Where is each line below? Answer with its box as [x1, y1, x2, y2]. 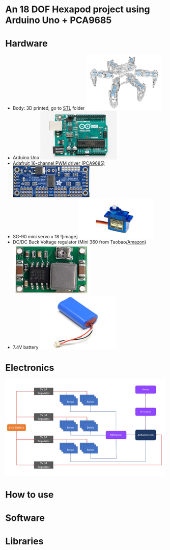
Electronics [5, 362, 54, 373]
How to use [5, 489, 54, 501]
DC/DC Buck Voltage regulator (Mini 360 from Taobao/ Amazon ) [12, 239, 147, 245]
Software [5, 512, 45, 524]
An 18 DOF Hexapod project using [5, 4, 150, 15]
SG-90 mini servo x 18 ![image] [12, 234, 78, 240]
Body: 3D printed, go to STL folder [12, 105, 85, 111]
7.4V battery [12, 344, 39, 350]
